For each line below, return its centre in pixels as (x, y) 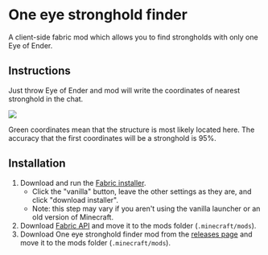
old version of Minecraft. (73, 217)
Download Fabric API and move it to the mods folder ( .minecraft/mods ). (138, 225)
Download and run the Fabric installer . (83, 183)
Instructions (39, 71)
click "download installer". (75, 199)
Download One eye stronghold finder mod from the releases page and (136, 234)
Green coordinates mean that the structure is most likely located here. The (132, 130)
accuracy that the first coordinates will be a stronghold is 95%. (112, 138)
